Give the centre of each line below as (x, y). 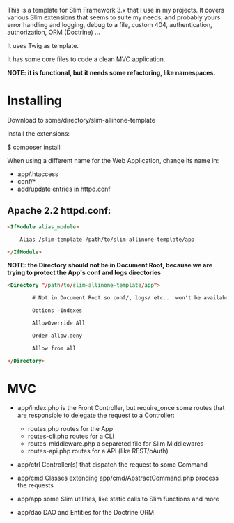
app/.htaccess (38, 174)
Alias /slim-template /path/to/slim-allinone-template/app (107, 240)
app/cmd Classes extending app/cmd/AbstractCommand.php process (118, 478)
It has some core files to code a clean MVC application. (86, 59)
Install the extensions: (39, 133)
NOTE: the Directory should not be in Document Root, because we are (110, 265)
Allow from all (54, 348)
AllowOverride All (59, 323)
